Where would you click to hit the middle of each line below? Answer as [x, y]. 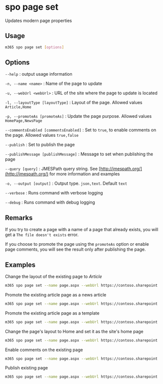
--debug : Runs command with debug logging [50, 202]
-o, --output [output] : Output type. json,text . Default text [66, 183]
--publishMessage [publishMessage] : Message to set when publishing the [79, 154]
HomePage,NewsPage [24, 121]
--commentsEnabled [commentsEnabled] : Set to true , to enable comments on [81, 130]
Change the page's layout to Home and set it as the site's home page [74, 331]
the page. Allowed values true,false [42, 135]
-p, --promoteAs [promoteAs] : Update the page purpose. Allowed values [78, 116]
